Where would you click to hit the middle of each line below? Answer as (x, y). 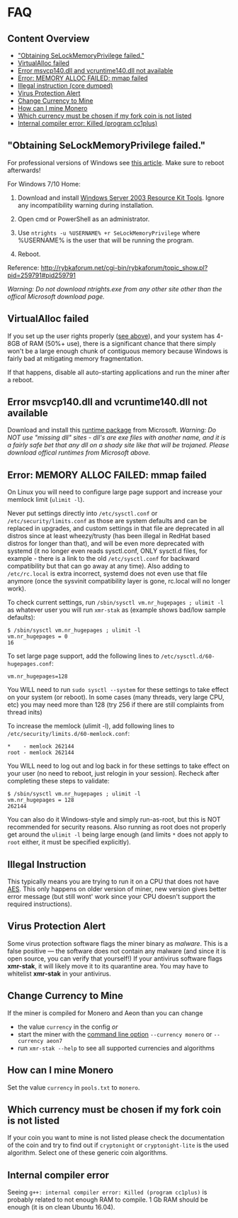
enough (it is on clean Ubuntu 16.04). (61, 1207)
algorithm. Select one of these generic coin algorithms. (87, 1153)
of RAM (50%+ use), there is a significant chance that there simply (119, 343)
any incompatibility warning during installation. (86, 205)
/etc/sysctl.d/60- (188, 657)
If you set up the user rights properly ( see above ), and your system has (111, 336)
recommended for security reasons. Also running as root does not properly (117, 827)
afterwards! (24, 170)
